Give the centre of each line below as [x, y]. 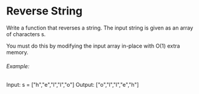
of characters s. [26, 34]
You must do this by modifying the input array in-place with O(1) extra [93, 46]
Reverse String [45, 11]
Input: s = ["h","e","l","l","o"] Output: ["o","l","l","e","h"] [73, 85]
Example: [18, 66]
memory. [17, 52]
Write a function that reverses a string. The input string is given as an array [100, 28]
